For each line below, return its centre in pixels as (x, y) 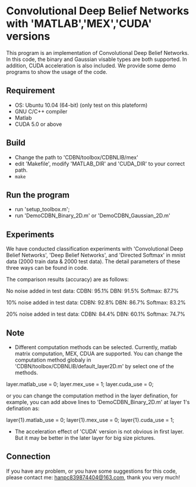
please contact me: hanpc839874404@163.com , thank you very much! (93, 477)
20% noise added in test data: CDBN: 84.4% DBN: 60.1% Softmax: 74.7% (96, 314)
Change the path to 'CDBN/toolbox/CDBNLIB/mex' (76, 157)
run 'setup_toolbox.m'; (42, 209)
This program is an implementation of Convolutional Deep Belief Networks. (98, 53)
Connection (28, 457)
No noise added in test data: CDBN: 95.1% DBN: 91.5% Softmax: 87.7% (93, 291)
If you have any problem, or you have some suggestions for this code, (91, 471)
